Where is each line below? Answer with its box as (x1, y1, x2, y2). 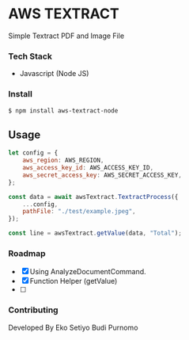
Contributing (8, 304, 59, 315)
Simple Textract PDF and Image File (8, 31, 125, 40)
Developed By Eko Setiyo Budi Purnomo (8, 323, 138, 332)
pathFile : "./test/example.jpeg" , (22, 208, 136, 216)
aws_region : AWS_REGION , (22, 156, 104, 165)
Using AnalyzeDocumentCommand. (29, 267, 146, 277)
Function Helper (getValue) (29, 277, 118, 286)
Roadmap (8, 248, 46, 259)
